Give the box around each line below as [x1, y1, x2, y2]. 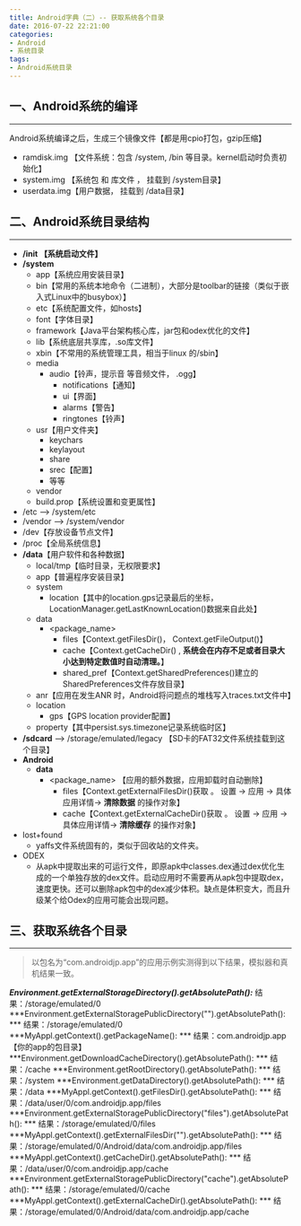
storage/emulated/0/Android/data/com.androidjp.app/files [28, 1141, 243, 1152]
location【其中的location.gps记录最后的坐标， [48, 591, 219, 602]
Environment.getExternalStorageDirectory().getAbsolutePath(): [9, 987, 254, 998]
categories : [9, 30, 54, 39]
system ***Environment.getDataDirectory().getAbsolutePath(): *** [28, 1075, 275, 1086]
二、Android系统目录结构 [9, 215, 150, 230]
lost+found [21, 829, 63, 840]
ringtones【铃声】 [62, 413, 130, 424]
